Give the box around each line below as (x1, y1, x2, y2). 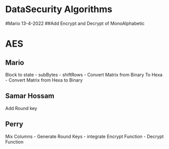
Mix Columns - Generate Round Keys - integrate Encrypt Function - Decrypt (5, 133, 164, 139)
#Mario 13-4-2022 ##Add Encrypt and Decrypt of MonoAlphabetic (5, 20, 145, 26)
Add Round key (5, 105, 38, 111)
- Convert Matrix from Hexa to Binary (5, 77, 83, 83)
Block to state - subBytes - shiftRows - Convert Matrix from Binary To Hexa (5, 71, 163, 78)
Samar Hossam (5, 92, 55, 100)
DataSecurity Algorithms (5, 4, 113, 15)
